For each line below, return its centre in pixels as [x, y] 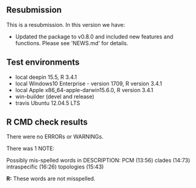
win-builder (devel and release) [55, 96]
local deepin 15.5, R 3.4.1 [46, 77]
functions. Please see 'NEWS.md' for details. [72, 43]
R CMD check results [47, 122]
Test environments [43, 63]
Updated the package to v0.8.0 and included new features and [94, 37]
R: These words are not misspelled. [51, 179]
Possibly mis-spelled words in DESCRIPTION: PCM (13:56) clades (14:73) [98, 161]
